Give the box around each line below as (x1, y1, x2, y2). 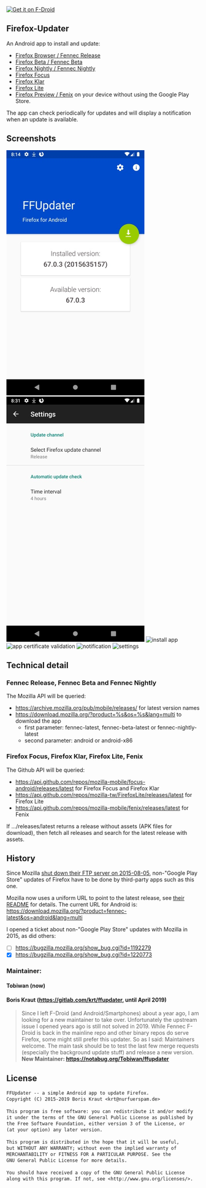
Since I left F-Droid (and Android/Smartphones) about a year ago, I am (21, 1010, 199, 1017)
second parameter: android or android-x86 (24, 737, 133, 744)
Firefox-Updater (6, 23, 69, 34)
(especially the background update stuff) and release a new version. (21, 1049, 194, 1056)
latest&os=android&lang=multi (6, 914, 83, 921)
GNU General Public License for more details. (6, 1157, 128, 1164)
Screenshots (6, 134, 56, 144)
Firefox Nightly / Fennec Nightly (15, 64, 96, 72)
